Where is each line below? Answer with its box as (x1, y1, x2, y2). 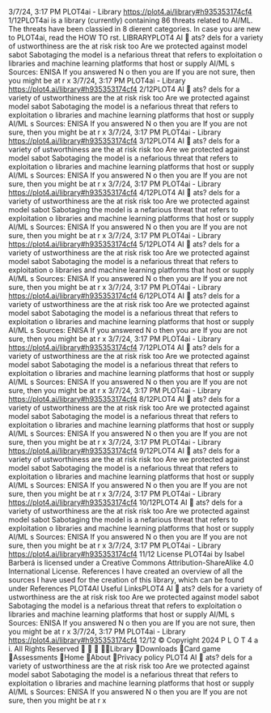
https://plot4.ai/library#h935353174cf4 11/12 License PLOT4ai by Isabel (8, 549, 245, 558)
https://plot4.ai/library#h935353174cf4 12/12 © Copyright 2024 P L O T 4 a (8, 635, 259, 645)
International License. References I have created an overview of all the (8, 566, 243, 576)
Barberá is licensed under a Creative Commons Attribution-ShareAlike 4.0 (8, 558, 254, 567)
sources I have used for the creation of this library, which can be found (8, 575, 245, 584)
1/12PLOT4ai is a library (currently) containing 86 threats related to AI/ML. (8, 15, 253, 25)
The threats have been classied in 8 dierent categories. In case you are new (8, 24, 261, 33)
